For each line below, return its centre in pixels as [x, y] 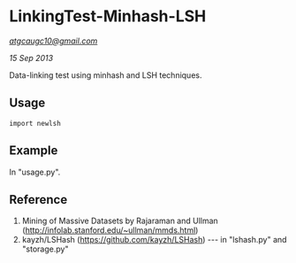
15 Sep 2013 [31, 58]
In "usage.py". [35, 172]
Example [34, 151]
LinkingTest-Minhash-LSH [108, 16]
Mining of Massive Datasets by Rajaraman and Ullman [120, 221]
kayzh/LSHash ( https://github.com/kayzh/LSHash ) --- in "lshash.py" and [154, 240]
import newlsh [35, 123]
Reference [38, 200]
